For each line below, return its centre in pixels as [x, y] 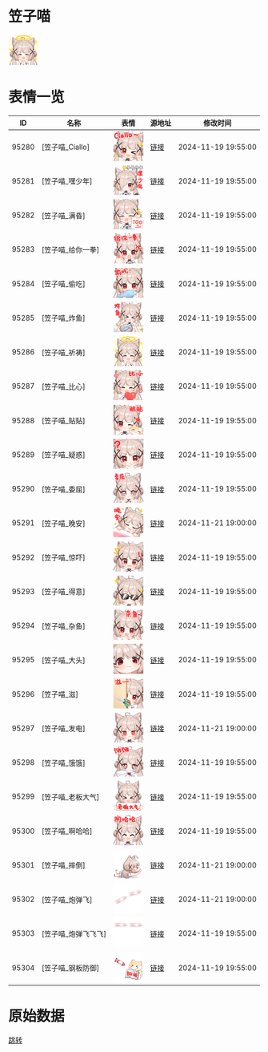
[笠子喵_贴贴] [63, 421]
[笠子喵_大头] [63, 660]
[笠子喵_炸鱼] [63, 318]
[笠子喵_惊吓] [63, 557]
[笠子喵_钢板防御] [70, 968]
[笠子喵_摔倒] [63, 865]
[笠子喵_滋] [60, 694]
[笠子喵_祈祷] [63, 352]
